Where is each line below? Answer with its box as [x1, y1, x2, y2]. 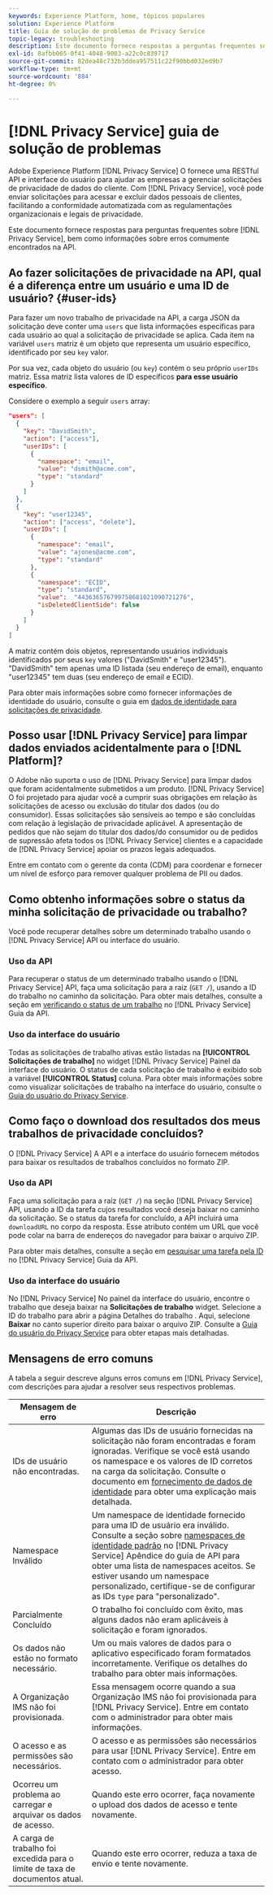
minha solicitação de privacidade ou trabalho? [8, 905, 248, 919]
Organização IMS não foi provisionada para [92, 1691, 258, 1702]
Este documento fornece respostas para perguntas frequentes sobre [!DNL [8, 225, 260, 235]
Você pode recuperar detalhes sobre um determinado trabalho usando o [8, 927, 251, 937]
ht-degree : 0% [8, 80, 57, 88]
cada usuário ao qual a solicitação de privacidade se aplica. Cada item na [8, 330, 254, 340]
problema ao [12, 1789, 61, 1800]
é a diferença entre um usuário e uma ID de [8, 278, 230, 293]
